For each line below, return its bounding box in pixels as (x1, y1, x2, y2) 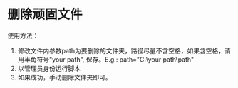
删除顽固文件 (7, 6, 83, 23)
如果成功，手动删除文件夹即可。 (17, 72, 112, 82)
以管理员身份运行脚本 (17, 64, 81, 72)
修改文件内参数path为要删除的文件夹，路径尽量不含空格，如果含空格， (17, 46, 225, 55)
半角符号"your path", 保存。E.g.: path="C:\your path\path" (24, 55, 195, 64)
